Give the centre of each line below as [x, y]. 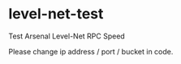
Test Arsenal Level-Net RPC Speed [67, 36]
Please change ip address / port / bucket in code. [91, 51]
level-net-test [56, 14]
